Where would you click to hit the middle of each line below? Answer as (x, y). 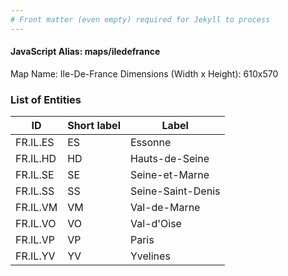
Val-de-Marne (165, 208)
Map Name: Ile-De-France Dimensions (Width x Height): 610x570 (144, 73)
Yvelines (150, 256)
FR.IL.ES (35, 143)
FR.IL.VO (36, 224)
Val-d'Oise (155, 224)
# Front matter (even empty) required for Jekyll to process (140, 19)
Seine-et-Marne (169, 175)
